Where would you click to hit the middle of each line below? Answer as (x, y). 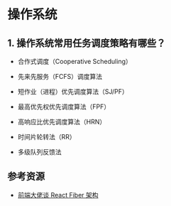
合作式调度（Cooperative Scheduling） (75, 61)
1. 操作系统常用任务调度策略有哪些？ (87, 43)
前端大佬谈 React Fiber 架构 (58, 195)
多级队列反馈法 (39, 152)
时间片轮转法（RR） (46, 137)
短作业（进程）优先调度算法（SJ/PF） (73, 92)
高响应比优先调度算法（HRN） (62, 122)
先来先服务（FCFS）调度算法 (60, 76)
